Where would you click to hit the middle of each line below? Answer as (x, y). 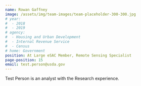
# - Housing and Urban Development (43, 37)
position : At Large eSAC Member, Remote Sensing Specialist (69, 55)
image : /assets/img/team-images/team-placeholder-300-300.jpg (70, 14)
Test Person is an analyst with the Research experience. (62, 79)
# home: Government (25, 51)
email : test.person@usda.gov (35, 64)
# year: (13, 19)
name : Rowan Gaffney (26, 10)
